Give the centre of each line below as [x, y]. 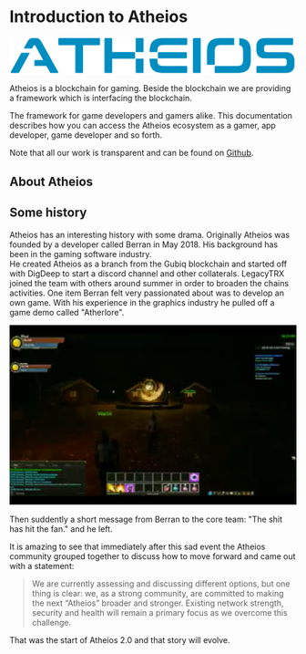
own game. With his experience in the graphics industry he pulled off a [142, 302]
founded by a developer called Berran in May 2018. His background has [144, 244]
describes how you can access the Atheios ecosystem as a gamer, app [143, 126]
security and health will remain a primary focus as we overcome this [160, 612]
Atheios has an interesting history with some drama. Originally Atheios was [149, 234]
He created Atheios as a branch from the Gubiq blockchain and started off [148, 264]
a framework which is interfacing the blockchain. [101, 99]
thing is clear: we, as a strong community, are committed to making [158, 593]
